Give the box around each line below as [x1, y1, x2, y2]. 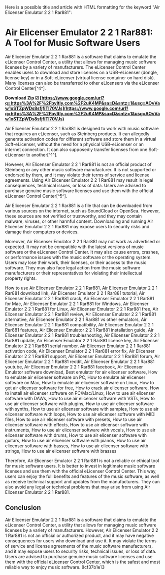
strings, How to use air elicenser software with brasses [5, 448, 117, 454]
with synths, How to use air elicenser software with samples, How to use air [5, 406, 159, 412]
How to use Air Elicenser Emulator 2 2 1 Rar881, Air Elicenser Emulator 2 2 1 [5, 285, 158, 291]
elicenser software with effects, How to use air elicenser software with [5, 421, 148, 427]
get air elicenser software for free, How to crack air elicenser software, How [5, 385, 160, 391]
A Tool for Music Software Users [5, 37, 140, 49]
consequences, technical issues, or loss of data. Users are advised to [5, 182, 146, 188]
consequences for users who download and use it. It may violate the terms [5, 537, 157, 544]
